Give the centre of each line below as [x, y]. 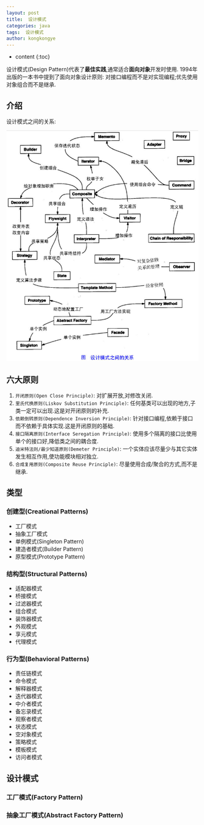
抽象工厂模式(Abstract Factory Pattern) [65, 815]
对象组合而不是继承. [31, 85]
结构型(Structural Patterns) [47, 574]
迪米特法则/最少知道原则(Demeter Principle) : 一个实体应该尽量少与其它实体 [106, 449]
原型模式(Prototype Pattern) [50, 556]
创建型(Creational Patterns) [47, 512]
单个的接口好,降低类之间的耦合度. [57, 441]
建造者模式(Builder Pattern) [49, 549]
